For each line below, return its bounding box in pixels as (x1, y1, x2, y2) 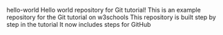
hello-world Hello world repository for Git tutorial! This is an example (6, 6, 201, 14)
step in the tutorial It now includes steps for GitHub (6, 21, 151, 28)
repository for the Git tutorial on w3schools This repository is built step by (6, 13, 217, 21)
